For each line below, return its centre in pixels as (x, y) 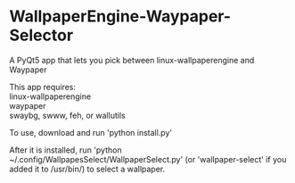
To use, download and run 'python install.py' (90, 132)
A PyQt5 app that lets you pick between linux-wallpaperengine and (132, 60)
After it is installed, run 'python (66, 150)
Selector (41, 35)
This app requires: (43, 87)
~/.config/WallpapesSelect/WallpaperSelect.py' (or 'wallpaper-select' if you (148, 159)
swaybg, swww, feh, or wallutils (68, 115)
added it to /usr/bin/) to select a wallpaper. (87, 169)
